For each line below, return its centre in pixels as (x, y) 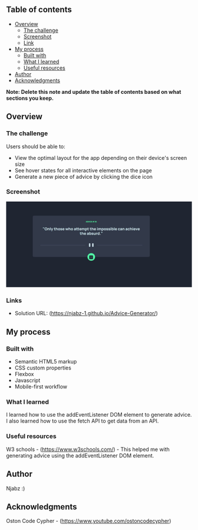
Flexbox (24, 374)
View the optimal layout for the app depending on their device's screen (101, 158)
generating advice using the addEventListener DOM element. (80, 455)
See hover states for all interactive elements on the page (83, 170)
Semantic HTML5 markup (46, 362)
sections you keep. (30, 98)
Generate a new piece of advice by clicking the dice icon (84, 176)
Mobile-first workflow (41, 387)
